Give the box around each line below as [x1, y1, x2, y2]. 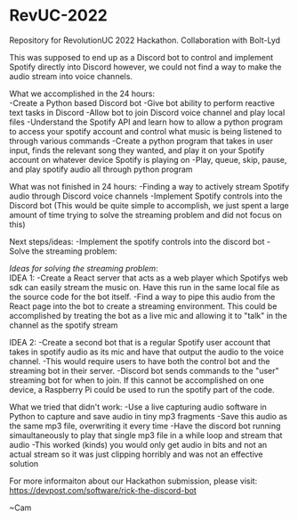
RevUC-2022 [9, 5, 109, 26]
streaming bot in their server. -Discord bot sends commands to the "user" [9, 365, 279, 376]
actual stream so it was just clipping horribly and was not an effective [9, 449, 264, 459]
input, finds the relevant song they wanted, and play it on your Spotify [9, 144, 265, 156]
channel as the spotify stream [9, 320, 118, 330]
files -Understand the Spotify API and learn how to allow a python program [9, 117, 283, 127]
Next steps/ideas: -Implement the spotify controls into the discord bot [9, 236, 265, 247]
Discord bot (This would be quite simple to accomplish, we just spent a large [9, 199, 289, 210]
